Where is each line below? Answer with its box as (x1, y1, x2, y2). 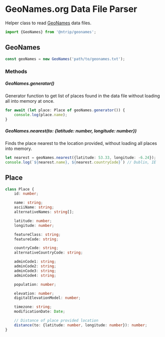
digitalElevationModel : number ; (14, 295, 81, 301)
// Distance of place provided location (14, 318, 99, 323)
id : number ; (14, 191, 39, 197)
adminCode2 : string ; (14, 264, 56, 269)
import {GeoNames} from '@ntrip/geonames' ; (5, 29, 97, 34)
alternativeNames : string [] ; (14, 209, 74, 214)
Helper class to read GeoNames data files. (5, 20, 92, 26)
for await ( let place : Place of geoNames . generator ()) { (5, 108, 125, 113)
